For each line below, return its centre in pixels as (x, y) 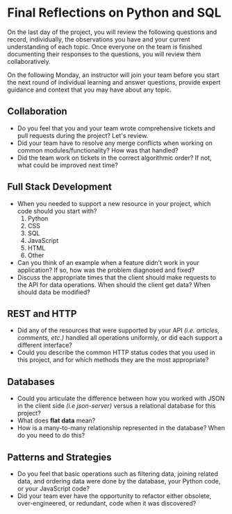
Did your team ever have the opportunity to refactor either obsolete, (114, 496)
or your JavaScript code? (53, 488)
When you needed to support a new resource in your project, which (114, 203)
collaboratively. (29, 61)
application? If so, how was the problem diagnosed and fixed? (106, 270)
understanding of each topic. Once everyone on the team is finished (105, 46)
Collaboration (37, 111)
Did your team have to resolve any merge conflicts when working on (115, 143)
